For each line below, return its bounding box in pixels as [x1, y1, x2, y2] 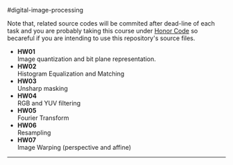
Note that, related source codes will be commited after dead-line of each [7, 19, 215, 27]
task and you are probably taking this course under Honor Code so [7, 27, 198, 35]
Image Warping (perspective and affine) [17, 144, 132, 151]
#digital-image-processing [7, 6, 84, 14]
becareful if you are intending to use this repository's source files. [7, 34, 196, 42]
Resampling [17, 128, 51, 137]
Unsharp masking [17, 85, 68, 92]
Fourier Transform [17, 114, 69, 122]
